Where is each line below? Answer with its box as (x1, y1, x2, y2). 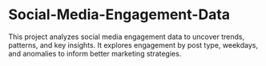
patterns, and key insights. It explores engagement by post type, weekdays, (8, 40, 259, 49)
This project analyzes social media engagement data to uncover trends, (8, 32, 245, 41)
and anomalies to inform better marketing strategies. (8, 49, 182, 58)
